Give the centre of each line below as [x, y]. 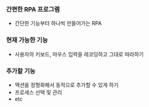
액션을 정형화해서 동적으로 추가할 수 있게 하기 [67, 85]
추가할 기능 [21, 71]
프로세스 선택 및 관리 [38, 92]
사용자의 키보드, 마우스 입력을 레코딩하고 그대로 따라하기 [79, 54]
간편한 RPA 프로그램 [33, 9]
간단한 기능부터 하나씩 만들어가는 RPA [58, 23]
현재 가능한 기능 [27, 40]
